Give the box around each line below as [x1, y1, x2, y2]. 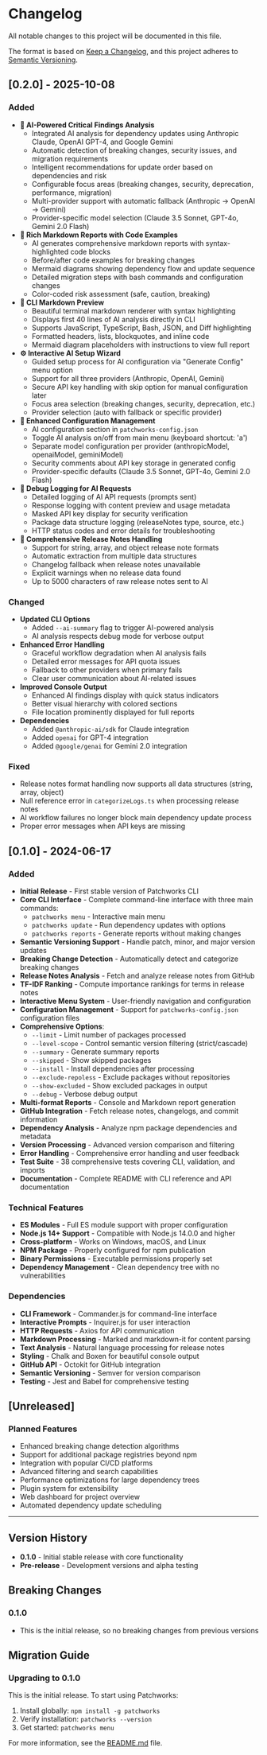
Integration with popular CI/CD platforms [19, 1458, 153, 1468]
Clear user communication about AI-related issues [31, 673, 197, 683]
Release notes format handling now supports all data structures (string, [19, 779, 253, 788]
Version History [8, 1531, 87, 1544]
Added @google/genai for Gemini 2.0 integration [31, 741, 188, 750]
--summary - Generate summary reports [31, 1047, 160, 1057]
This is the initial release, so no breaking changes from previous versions [19, 1625, 259, 1635]
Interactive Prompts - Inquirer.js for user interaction [19, 1317, 191, 1327]
